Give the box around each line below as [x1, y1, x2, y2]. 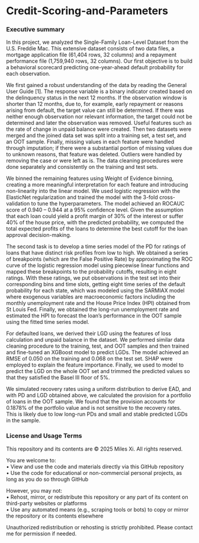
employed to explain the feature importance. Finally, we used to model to [6, 361, 184, 368]
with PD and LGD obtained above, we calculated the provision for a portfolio [6, 392, 191, 399]
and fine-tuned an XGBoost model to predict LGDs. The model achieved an [6, 349, 189, 356]
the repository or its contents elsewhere [6, 512, 104, 519]
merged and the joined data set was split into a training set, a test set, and [6, 132, 187, 139]
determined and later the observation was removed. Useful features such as [6, 120, 192, 127]
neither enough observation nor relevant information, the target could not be [6, 113, 192, 120]
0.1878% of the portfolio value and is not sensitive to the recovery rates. [6, 404, 182, 412]
